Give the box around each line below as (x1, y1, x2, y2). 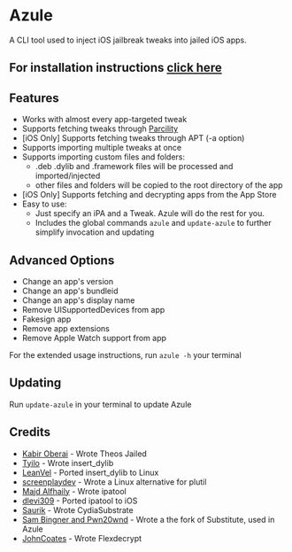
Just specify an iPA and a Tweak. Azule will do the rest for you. (35, 208, 265, 219)
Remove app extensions (21, 323, 111, 333)
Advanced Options (9, 253, 115, 268)
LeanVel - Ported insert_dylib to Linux (21, 467, 159, 478)
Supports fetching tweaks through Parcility (21, 123, 179, 134)
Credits (9, 424, 51, 439)
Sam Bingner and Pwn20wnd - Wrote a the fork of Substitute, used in (21, 514, 275, 525)
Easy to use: (21, 198, 67, 209)
